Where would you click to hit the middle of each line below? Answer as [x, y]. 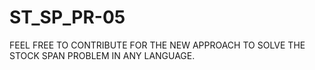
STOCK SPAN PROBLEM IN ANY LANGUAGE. [102, 55]
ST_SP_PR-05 [67, 17]
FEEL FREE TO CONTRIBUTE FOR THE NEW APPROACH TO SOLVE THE [157, 45]
